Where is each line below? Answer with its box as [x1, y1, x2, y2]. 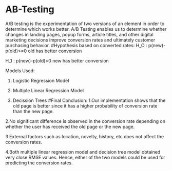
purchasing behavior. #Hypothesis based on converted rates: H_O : [5, 42, 147, 48]
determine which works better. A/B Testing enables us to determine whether [5, 26, 167, 32]
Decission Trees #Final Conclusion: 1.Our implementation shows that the [12, 97, 166, 103]
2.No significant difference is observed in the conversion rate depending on [5, 118, 166, 124]
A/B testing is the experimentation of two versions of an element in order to [5, 20, 165, 27]
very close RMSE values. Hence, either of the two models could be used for [5, 154, 165, 160]
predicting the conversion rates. [5, 160, 73, 166]
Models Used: [5, 68, 35, 74]
